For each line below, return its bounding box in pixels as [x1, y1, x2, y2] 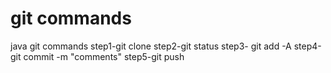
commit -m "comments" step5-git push [23, 50, 185, 62]
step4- [293, 40, 322, 52]
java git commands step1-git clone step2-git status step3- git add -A [10, 40, 292, 52]
